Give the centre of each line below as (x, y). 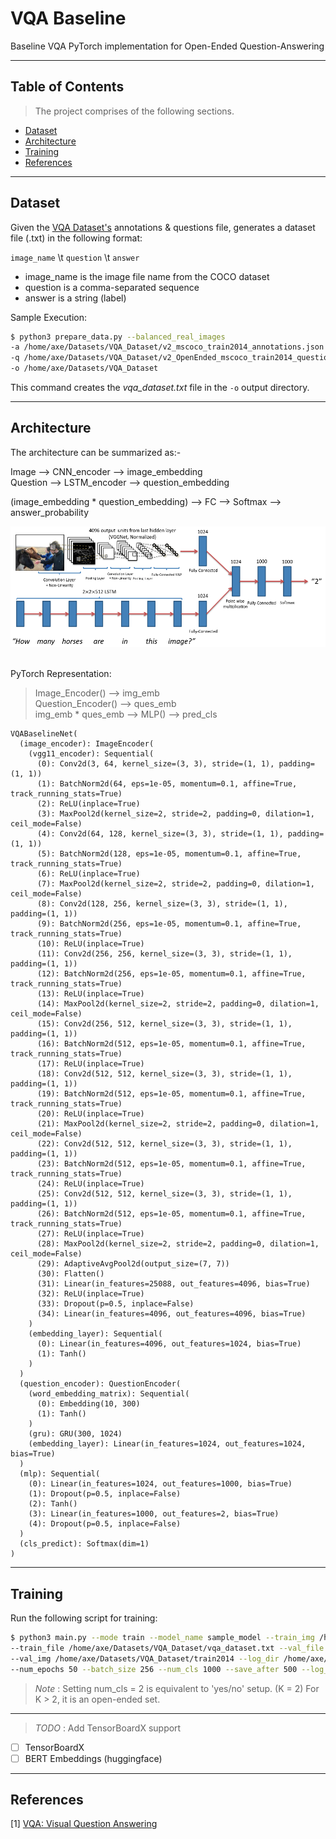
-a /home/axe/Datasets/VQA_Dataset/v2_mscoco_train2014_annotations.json (167, 347)
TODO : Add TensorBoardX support (108, 1728)
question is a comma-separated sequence (112, 287)
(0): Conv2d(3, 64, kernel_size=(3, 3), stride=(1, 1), (155, 764)
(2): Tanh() (53, 1504)
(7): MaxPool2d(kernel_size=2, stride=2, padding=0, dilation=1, (175, 884)
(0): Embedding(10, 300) (88, 1404)
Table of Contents (67, 87)
